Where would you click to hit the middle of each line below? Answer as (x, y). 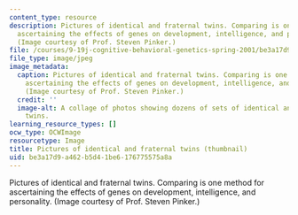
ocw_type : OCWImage (45, 133)
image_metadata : (39, 67)
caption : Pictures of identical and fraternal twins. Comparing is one (153, 75)
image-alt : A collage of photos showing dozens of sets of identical (148, 108)
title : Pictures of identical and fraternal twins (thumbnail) (129, 149)
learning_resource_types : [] (63, 125)
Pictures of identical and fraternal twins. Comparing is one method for (137, 182)
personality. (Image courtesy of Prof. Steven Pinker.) (105, 201)
